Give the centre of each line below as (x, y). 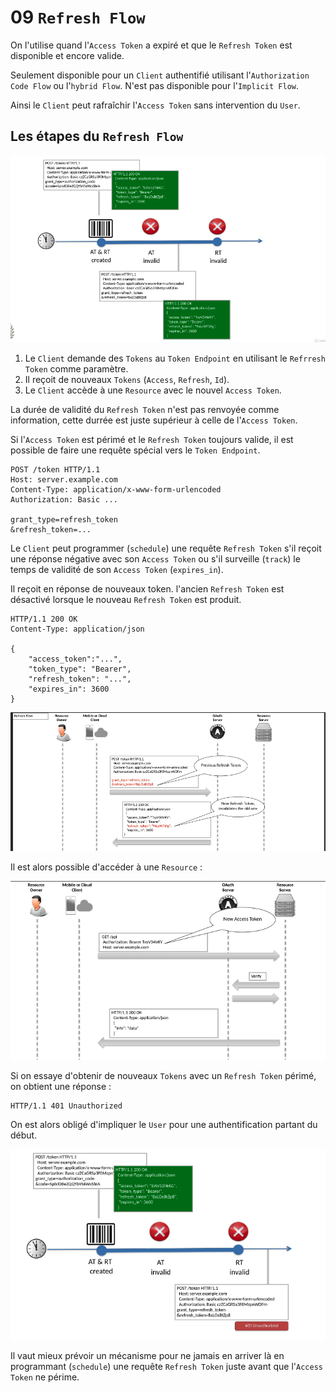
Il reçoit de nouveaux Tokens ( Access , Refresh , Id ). (127, 380)
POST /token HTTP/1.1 (55, 470)
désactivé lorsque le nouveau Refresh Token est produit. (126, 600)
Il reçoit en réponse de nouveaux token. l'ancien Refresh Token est (147, 589)
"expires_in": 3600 (69, 689)
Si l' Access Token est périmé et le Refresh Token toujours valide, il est (152, 440)
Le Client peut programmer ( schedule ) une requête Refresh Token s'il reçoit (166, 548)
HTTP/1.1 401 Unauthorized (66, 1106)
